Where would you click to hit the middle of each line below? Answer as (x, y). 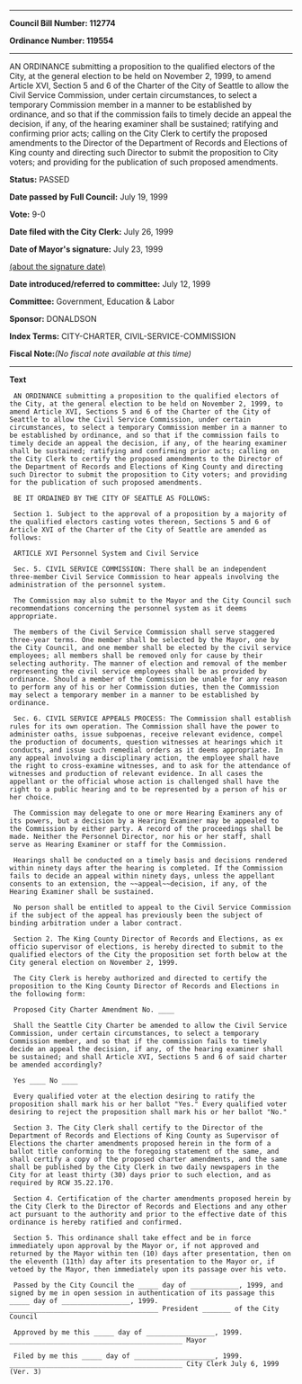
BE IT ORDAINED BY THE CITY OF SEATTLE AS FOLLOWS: (112, 498)
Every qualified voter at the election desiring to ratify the (134, 1096)
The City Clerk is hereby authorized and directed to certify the (140, 978)
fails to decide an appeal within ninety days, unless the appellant (142, 876)
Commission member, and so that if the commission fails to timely (138, 1041)
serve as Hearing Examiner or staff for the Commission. (118, 844)
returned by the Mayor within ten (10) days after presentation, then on (151, 1254)
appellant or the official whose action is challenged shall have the (144, 781)
